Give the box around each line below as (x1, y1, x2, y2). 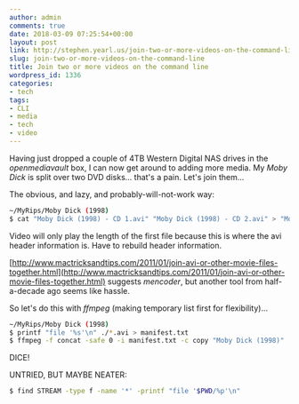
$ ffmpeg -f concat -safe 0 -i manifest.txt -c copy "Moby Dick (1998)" (9, 337, 285, 345)
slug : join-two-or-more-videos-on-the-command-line (9, 54, 205, 63)
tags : (9, 95, 29, 105)
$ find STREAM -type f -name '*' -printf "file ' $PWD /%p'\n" (9, 387, 241, 396)
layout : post (9, 37, 58, 47)
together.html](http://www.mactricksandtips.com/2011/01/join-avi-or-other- (9, 266, 286, 277)
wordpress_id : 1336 (9, 71, 82, 80)
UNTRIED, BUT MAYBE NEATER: (9, 369, 127, 380)
